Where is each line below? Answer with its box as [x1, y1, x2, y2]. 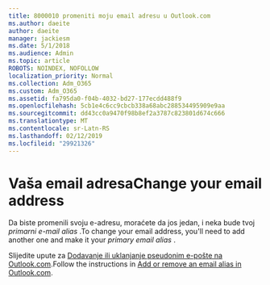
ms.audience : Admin [8, 49, 74, 57]
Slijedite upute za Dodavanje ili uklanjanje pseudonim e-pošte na [8, 251, 223, 261]
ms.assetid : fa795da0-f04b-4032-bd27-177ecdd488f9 [8, 94, 182, 103]
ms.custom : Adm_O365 [8, 86, 78, 95]
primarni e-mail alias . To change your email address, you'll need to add [8, 227, 246, 237]
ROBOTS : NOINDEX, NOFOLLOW [8, 65, 99, 73]
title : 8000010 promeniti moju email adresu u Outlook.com [8, 11, 211, 20]
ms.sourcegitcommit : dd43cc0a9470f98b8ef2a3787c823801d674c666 [8, 110, 226, 118]
